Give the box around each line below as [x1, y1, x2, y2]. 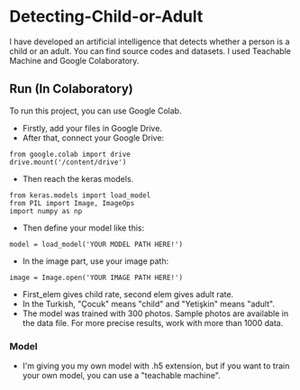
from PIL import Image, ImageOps [9, 198, 135, 208]
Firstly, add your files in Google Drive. [22, 122, 162, 133]
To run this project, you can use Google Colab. [9, 105, 182, 116]
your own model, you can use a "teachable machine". [22, 370, 221, 381]
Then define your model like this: [22, 222, 145, 233]
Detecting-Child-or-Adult [9, 6, 204, 27]
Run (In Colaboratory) [9, 81, 133, 96]
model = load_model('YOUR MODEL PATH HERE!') [9, 240, 183, 249]
